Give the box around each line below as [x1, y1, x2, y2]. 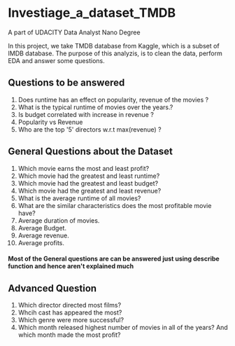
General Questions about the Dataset [8, 146, 173, 158]
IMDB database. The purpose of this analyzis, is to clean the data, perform [8, 49, 223, 57]
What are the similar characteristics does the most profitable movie [17, 201, 212, 209]
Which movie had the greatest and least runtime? [17, 172, 160, 180]
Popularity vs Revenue [17, 118, 83, 126]
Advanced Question [8, 282, 97, 294]
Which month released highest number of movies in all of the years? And [17, 323, 228, 331]
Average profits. [17, 238, 65, 247]
